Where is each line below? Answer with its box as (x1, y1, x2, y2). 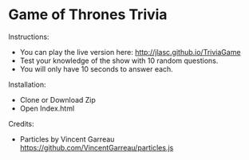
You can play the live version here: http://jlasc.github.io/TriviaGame (19, 47, 241, 57)
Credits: (8, 119, 34, 128)
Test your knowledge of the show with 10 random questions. (19, 56, 219, 65)
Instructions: (8, 32, 49, 41)
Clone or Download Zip (19, 95, 96, 104)
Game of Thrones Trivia (8, 6, 168, 24)
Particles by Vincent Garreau (19, 134, 115, 144)
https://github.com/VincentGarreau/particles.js (19, 142, 174, 152)
